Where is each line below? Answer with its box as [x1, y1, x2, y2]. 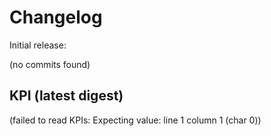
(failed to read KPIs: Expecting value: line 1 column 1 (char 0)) [9, 114, 262, 126]
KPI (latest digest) [9, 87, 124, 105]
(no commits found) [9, 58, 91, 70]
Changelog [9, 6, 103, 29]
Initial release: [9, 39, 67, 51]
